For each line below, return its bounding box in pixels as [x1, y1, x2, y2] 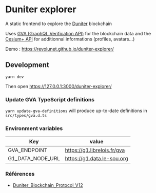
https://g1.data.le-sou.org [65, 155, 128, 162]
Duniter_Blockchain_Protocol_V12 [12, 182, 83, 188]
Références [5, 170, 35, 178]
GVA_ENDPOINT [8, 147, 48, 154]
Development [5, 60, 50, 70]
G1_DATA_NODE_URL [8, 155, 61, 162]
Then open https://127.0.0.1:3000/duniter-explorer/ [5, 83, 112, 89]
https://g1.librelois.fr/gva [65, 147, 125, 154]
